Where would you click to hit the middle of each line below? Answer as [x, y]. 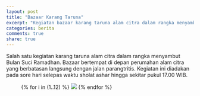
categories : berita [30, 28]
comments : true [25, 34]
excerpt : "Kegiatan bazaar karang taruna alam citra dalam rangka [90, 23]
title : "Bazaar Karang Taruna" [45, 17]
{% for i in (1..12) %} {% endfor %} [67, 87]
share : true [21, 39]
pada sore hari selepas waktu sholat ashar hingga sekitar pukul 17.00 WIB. [97, 75]
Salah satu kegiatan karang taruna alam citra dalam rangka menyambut [93, 56]
